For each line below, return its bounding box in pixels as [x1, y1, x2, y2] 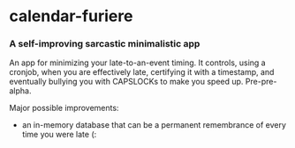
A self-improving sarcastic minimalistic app [9, 38, 200, 50]
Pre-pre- [245, 77, 277, 87]
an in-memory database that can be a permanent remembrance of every [21, 120, 287, 130]
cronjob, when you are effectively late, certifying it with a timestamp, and [9, 67, 275, 78]
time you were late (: [21, 129, 97, 140]
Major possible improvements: [9, 103, 119, 114]
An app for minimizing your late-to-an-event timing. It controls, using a [9, 57, 267, 68]
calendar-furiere [9, 6, 133, 26]
